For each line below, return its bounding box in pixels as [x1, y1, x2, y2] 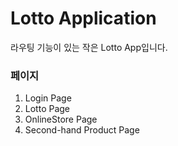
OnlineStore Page [24, 113, 98, 126]
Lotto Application [10, 7, 157, 30]
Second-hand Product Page [24, 124, 140, 136]
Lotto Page [24, 103, 71, 115]
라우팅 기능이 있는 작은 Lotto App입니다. [10, 41, 168, 53]
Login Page [24, 92, 72, 104]
